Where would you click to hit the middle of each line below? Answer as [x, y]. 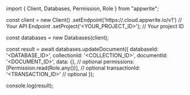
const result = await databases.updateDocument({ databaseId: [82, 49]
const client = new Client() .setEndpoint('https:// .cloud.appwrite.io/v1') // [94, 20]
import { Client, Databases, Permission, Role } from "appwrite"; [83, 9]
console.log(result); [30, 86]
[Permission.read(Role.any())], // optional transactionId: [73, 68]
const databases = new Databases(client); [58, 37]
